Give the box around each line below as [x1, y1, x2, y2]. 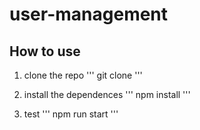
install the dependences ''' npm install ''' [23, 89, 191, 100]
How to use [9, 43, 81, 60]
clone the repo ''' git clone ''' [23, 69, 143, 81]
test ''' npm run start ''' [23, 108, 119, 120]
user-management [9, 3, 169, 26]
